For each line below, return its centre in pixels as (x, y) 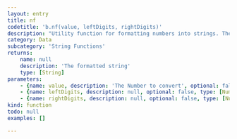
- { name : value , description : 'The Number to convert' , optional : (120, 86)
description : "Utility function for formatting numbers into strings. (113, 33)
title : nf (22, 20)
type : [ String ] (42, 72)
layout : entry (28, 14)
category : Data (30, 40)
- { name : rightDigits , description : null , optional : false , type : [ (123, 99)
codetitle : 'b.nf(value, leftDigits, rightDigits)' (85, 27)
